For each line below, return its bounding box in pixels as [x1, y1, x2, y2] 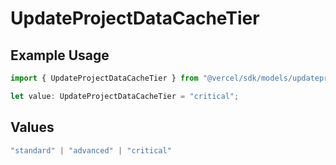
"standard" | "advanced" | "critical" [10, 145, 172, 156]
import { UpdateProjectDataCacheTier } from [10, 73, 199, 83]
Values [10, 119, 55, 136]
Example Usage [10, 47, 110, 64]
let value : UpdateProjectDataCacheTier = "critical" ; [10, 91, 240, 101]
